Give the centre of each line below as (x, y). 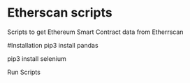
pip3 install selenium (37, 58)
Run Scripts (24, 72)
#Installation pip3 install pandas (53, 45)
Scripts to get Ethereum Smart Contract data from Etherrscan (95, 32)
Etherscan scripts (60, 13)
